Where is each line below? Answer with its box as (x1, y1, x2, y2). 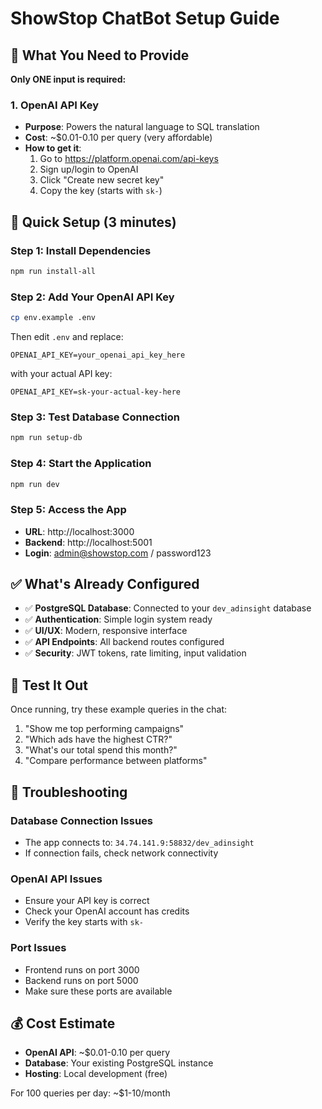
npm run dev (10, 479, 60, 489)
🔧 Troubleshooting (10, 783, 128, 801)
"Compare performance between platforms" (24, 755, 208, 767)
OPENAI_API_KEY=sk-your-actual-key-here (10, 387, 182, 397)
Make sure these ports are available (24, 985, 173, 997)
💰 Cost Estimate (10, 1015, 116, 1032)
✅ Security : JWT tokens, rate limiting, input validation (24, 647, 247, 659)
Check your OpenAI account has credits (24, 905, 190, 917)
